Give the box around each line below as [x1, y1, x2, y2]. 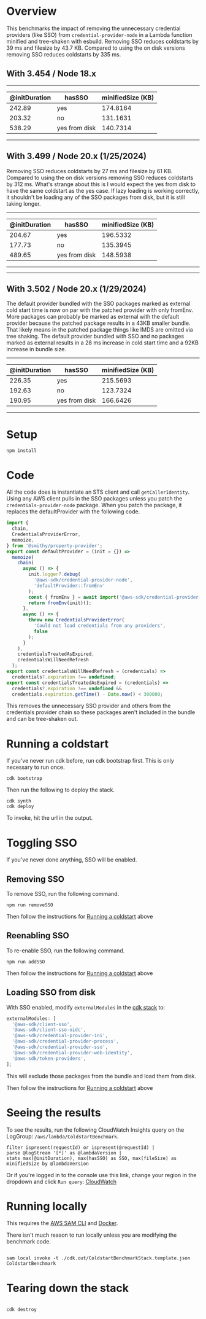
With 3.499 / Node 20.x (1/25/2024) [6, 151, 147, 161]
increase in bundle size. [6, 346, 66, 353]
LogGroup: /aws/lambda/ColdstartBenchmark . [6, 1132, 119, 1140]
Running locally [6, 1199, 88, 1213]
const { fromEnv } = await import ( [28, 594, 120, 600]
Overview [6, 4, 57, 18]
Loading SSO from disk [6, 987, 96, 998]
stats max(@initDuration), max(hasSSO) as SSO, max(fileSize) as [6, 1155, 177, 1161]
